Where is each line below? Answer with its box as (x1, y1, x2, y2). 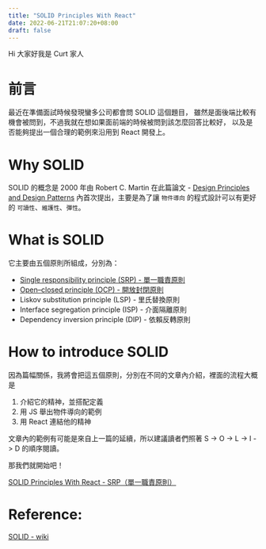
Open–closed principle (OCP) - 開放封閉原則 (19, 285, 164, 294)
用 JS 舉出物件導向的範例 (19, 407, 102, 417)
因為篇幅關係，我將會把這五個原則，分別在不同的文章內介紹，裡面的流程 (8, 370, 244, 380)
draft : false (8, 26, 51, 34)
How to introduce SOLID (8, 343, 169, 361)
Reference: (8, 505, 83, 524)
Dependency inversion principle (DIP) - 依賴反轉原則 (19, 315, 191, 324)
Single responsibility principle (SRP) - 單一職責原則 (19, 275, 186, 285)
